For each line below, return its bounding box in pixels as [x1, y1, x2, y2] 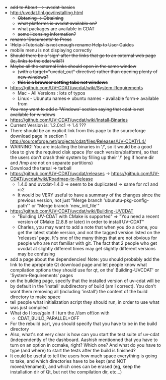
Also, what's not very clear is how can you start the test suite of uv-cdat [10, 332, 159, 337]
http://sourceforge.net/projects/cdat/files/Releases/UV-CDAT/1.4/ [10, 138, 146, 144]
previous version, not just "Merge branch [17, 197, 103, 203]
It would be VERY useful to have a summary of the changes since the [17, 192, 161, 198]
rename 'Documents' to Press [10, 36, 72, 42]
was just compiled [10, 305, 48, 310]
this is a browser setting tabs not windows [17, 79, 108, 85]
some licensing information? [17, 31, 76, 37]
